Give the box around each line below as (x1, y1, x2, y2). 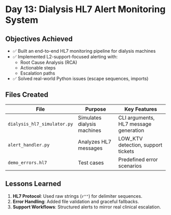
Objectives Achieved (5, 34, 73, 43)
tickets (118, 148, 134, 155)
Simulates (78, 114, 102, 121)
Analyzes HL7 (78, 138, 112, 145)
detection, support (118, 141, 163, 148)
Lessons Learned (5, 180, 61, 188)
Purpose (85, 105, 106, 113)
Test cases (78, 159, 104, 166)
